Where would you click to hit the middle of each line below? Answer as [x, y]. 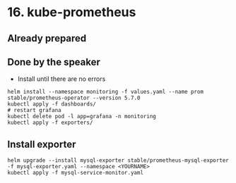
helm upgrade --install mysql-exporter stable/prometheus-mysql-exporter [118, 160]
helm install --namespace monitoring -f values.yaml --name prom [105, 92]
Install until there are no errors [61, 79]
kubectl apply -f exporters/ [50, 123]
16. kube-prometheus [72, 12]
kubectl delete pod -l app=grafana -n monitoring [82, 117]
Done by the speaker [54, 62]
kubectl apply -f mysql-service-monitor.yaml [75, 173]
